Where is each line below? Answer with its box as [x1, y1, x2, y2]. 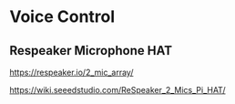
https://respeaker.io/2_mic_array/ [9, 67, 134, 78]
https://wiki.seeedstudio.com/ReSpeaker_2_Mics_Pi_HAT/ [9, 85, 226, 95]
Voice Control [9, 6, 116, 27]
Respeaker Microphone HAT [9, 43, 173, 58]
